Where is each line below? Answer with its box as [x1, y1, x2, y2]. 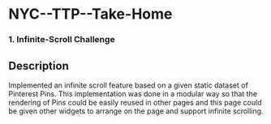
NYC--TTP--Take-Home [8, 5, 173, 24]
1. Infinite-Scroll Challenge [8, 34, 115, 45]
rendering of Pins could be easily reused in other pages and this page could [8, 97, 262, 107]
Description [8, 58, 69, 73]
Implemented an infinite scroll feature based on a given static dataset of [8, 80, 249, 90]
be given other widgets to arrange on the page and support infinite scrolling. [8, 106, 264, 116]
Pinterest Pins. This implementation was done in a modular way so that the [8, 88, 258, 98]
